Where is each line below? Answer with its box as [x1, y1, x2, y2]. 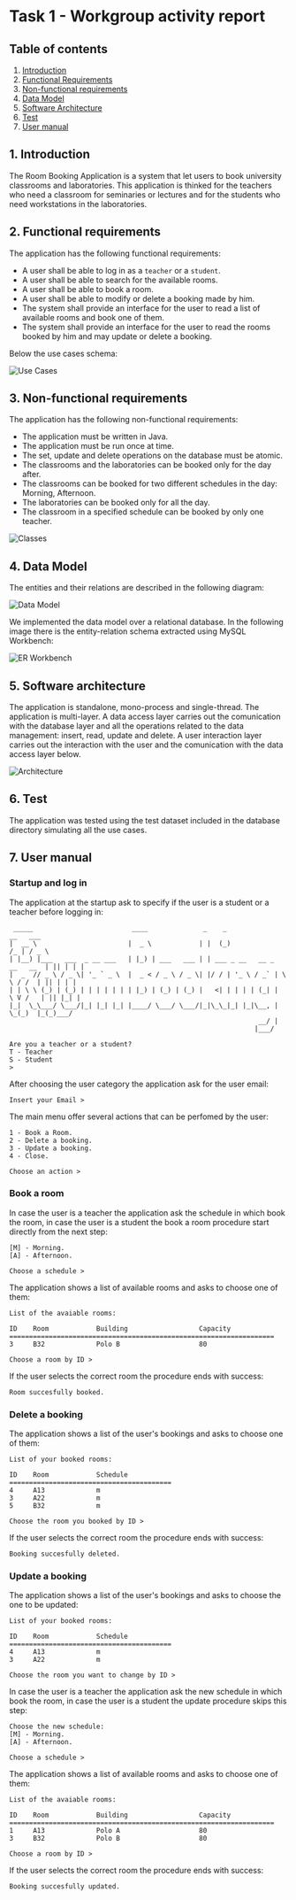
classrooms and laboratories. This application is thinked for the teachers [9, 180, 272, 190]
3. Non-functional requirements [9, 391, 188, 406]
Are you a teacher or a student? [9, 1039, 133, 1048]
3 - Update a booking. [9, 1144, 93, 1153]
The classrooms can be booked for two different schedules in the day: [21, 478, 278, 489]
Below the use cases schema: [9, 348, 118, 359]
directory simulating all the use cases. [9, 824, 148, 835]
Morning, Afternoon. [21, 488, 96, 498]
